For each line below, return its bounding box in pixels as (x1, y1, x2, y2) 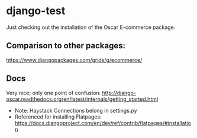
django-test (6, 4, 66, 18)
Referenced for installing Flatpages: (14, 113, 102, 120)
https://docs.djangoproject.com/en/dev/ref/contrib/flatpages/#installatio (14, 119, 191, 126)
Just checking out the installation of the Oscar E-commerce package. (6, 24, 176, 31)
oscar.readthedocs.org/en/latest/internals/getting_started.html (6, 96, 159, 103)
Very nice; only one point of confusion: (6, 89, 101, 96)
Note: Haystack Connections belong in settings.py (14, 107, 137, 114)
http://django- (102, 89, 136, 96)
